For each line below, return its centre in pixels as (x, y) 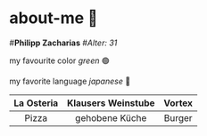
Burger (178, 117)
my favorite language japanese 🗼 (70, 81)
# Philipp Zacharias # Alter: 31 (63, 43)
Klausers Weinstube (111, 103)
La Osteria (36, 103)
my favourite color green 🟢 (59, 60)
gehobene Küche (111, 117)
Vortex (178, 103)
